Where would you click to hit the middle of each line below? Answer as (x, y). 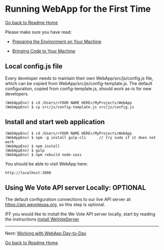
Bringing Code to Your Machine (44, 51)
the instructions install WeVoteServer (42, 219)
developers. (17, 93)
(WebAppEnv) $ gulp (25, 150)
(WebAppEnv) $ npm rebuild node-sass (43, 155)
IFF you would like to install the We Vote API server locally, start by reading (80, 214)
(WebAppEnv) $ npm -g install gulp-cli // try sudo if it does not (81, 137)
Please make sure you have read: (39, 32)
